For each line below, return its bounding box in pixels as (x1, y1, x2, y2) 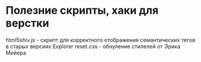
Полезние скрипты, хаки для (5, 4, 159, 17)
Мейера (5, 49, 26, 56)
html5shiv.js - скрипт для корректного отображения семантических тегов (5, 36, 196, 43)
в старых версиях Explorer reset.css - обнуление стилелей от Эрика (5, 43, 181, 50)
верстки (5, 16, 49, 30)
